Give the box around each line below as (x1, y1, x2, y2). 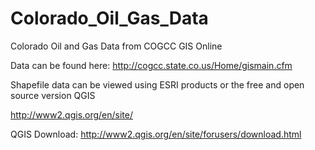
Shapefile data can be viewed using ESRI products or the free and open (10, 78, 305, 91)
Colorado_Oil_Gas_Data (10, 7, 209, 30)
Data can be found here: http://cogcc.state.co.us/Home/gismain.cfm (10, 59, 293, 71)
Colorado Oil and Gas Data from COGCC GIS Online (10, 40, 223, 52)
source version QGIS (10, 89, 96, 101)
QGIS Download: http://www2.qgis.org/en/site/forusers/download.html (10, 128, 302, 140)
